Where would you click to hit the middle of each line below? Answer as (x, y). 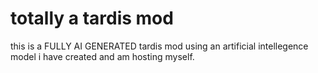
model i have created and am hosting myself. (102, 56)
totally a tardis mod (92, 18)
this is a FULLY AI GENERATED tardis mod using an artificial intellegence (159, 46)
